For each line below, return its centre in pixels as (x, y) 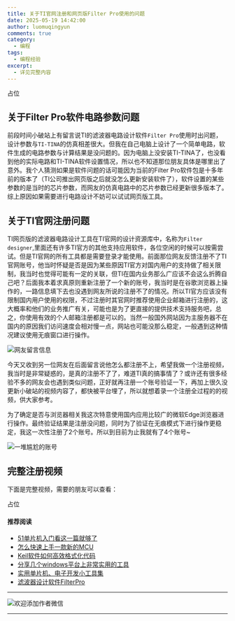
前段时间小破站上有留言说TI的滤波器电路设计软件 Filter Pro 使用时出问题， (115, 135)
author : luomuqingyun (39, 27)
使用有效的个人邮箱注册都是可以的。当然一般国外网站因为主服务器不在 (127, 317)
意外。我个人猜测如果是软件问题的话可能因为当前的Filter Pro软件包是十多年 (115, 170)
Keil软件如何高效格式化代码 (56, 556)
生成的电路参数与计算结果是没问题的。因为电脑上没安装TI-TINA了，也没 (116, 153)
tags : (15, 53)
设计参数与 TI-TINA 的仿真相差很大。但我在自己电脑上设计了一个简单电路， (113, 144)
